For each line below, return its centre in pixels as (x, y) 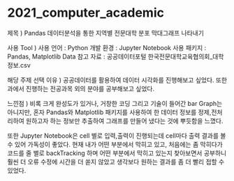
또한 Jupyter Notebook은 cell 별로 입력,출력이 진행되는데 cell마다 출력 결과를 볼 (117, 135)
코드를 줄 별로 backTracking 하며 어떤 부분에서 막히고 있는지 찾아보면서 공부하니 (117, 153)
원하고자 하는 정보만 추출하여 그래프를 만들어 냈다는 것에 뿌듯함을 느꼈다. (124, 120)
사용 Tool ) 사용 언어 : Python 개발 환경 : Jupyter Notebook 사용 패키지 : (107, 47)
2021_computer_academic (86, 13)
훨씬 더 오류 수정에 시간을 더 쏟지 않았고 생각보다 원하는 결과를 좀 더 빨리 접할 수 (116, 162)
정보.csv (19, 65)
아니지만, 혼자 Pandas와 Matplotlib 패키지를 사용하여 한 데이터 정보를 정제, (109, 112)
